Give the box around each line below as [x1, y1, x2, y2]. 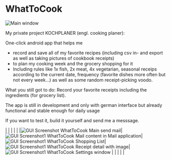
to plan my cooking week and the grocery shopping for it [12, 60, 134, 66]
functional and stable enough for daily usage [5, 107, 100, 113]
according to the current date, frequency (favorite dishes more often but [12, 71, 166, 77]
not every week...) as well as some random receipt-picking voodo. [12, 77, 153, 83]
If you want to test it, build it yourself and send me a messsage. [5, 117, 140, 123]
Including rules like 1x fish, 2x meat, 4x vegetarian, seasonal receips [12, 66, 157, 72]
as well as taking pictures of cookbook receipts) [12, 55, 115, 61]
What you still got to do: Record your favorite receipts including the [5, 86, 147, 93]
